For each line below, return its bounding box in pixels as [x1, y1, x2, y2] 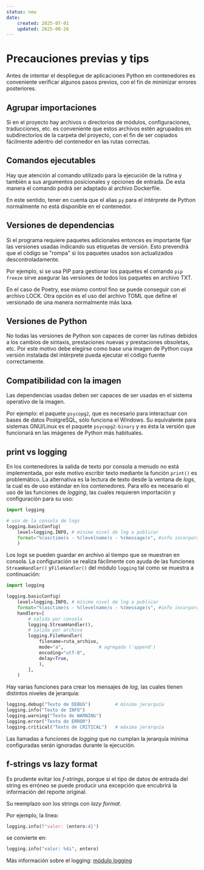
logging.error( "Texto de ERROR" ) [6, 718, 91, 724]
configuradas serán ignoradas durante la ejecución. [6, 741, 135, 749]
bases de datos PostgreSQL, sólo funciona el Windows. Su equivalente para [6, 416, 197, 423]
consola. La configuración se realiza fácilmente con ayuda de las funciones [6, 558, 195, 565]
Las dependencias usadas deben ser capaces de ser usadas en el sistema [6, 392, 192, 399]
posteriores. [6, 85, 36, 92]
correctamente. [6, 358, 45, 365]
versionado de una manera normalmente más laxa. [6, 298, 134, 306]
